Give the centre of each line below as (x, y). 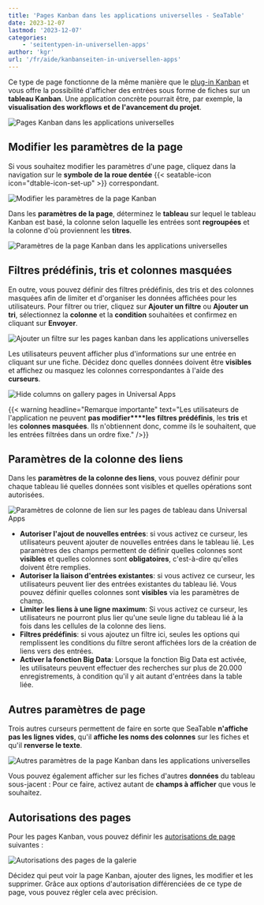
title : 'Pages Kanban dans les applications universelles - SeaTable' (126, 15)
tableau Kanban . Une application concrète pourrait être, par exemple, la (125, 99)
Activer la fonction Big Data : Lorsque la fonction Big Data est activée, (133, 660)
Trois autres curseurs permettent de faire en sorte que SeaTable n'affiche (128, 729)
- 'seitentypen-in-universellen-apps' (86, 45)
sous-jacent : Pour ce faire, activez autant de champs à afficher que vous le (132, 784)
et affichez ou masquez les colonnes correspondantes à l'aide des (116, 370)
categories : (28, 37)
